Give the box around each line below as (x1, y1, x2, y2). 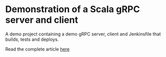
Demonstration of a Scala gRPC (5, 4, 140, 15)
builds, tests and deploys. (5, 36, 59, 42)
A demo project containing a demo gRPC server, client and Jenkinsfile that (5, 31, 161, 37)
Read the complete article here (5, 46, 70, 52)
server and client (5, 14, 79, 26)
